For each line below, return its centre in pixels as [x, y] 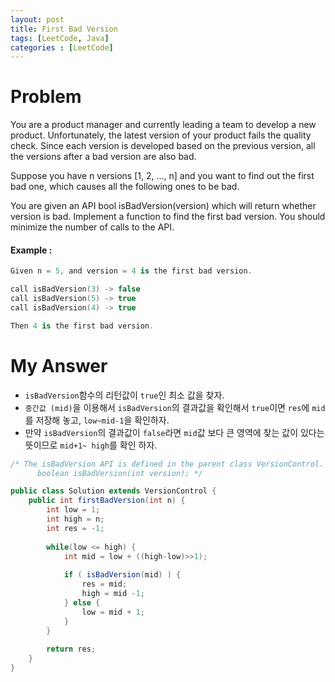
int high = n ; [75, 519]
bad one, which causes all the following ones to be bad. [125, 187]
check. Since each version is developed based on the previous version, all [163, 146]
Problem [46, 97]
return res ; [71, 649]
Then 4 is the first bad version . [82, 326]
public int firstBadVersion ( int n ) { [107, 501]
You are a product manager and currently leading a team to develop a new [163, 125]
